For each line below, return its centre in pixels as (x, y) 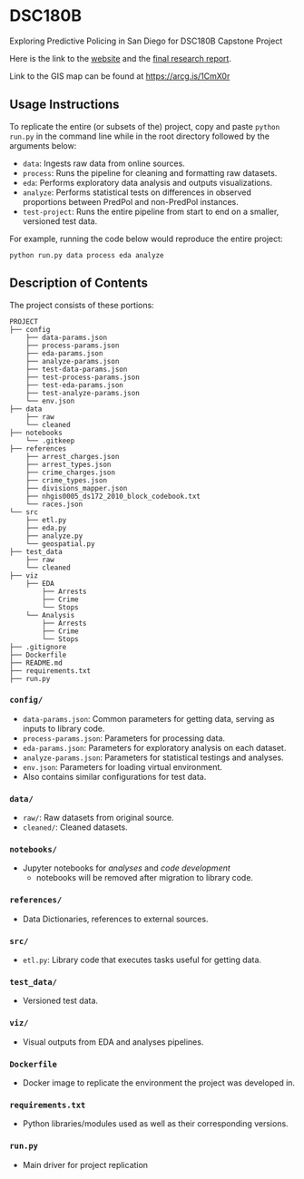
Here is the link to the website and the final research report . (120, 58)
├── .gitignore (38, 647)
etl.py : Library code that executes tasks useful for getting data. (142, 960)
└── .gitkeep (50, 441)
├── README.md (36, 663)
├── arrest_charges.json (73, 456)
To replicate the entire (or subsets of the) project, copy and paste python (145, 126)
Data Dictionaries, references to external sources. (115, 919)
